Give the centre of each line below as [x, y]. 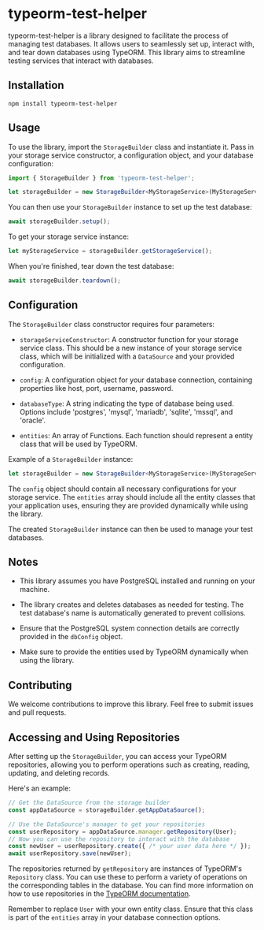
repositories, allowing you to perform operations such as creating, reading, [129, 764]
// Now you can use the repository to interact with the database [119, 839]
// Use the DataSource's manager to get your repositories [107, 824]
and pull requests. [37, 712]
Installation [36, 86]
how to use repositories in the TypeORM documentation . [99, 894]
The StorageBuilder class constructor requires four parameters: [111, 324]
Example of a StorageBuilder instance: [71, 459]
